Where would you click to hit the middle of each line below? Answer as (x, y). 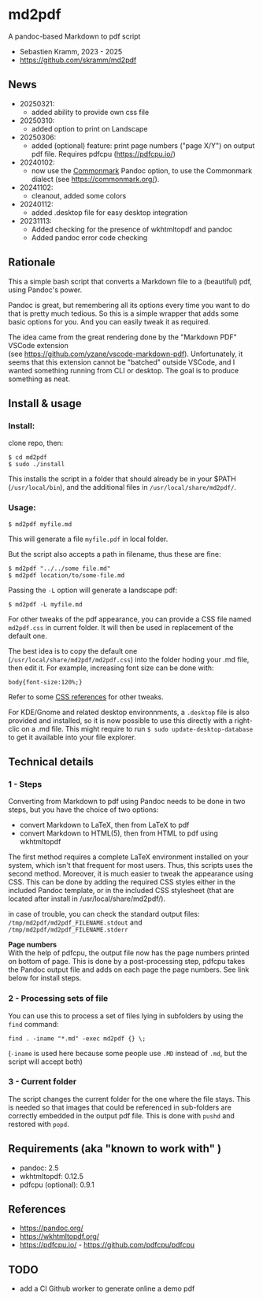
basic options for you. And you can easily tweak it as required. (109, 321)
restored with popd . (39, 1124)
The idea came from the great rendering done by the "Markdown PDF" (123, 337)
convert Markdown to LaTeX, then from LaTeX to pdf (104, 825)
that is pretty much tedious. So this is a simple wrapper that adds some (123, 313)
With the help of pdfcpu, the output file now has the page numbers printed (129, 953)
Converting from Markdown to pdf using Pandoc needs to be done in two (127, 802)
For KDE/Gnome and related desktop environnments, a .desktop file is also (129, 712)
